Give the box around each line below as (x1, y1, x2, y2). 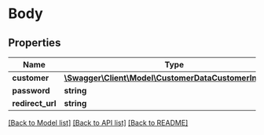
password (12, 86, 50, 96)
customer (12, 72, 49, 83)
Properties (8, 36, 61, 49)
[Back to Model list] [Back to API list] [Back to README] (8, 119, 189, 127)
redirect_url (12, 98, 57, 108)
